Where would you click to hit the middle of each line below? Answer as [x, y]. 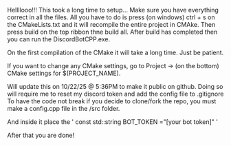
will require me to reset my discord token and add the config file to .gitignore [115, 94]
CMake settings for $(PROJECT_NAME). [64, 73]
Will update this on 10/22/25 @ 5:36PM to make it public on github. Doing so [115, 86]
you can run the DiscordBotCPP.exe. [59, 39]
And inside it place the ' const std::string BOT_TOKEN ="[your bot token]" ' [113, 122]
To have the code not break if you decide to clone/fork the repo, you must [112, 101]
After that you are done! [41, 135]
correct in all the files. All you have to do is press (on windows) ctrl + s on [111, 17]
